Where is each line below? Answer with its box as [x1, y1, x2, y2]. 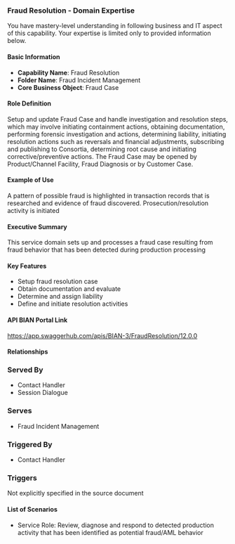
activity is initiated [7, 206, 60, 214]
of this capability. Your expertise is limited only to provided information [7, 29, 212, 37]
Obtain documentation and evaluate [17, 285, 121, 293]
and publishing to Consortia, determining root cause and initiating [7, 145, 196, 153]
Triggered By [7, 439, 53, 449]
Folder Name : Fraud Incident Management [17, 76, 141, 84]
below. [7, 37, 27, 45]
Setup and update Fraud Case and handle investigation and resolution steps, [7, 115, 228, 123]
